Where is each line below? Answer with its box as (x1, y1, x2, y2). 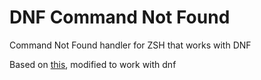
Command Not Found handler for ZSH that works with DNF (9, 39, 252, 51)
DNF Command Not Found (9, 6, 231, 29)
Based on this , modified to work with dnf (9, 58, 177, 70)
